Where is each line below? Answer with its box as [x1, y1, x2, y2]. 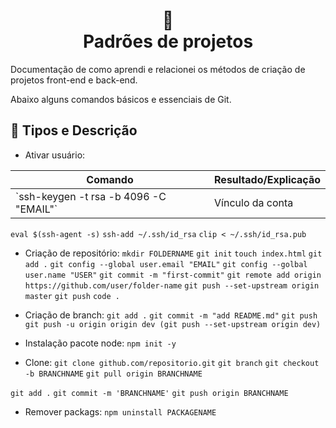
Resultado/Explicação [214, 172, 321, 186]
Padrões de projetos [82, 30, 254, 53]
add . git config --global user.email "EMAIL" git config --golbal [24, 259, 308, 269]
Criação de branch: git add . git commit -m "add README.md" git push [24, 309, 318, 321]
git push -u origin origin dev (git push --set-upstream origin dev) [24, 319, 322, 329]
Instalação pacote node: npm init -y [24, 337, 177, 349]
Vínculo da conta [214, 195, 294, 209]
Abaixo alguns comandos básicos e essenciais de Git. [10, 93, 232, 105]
